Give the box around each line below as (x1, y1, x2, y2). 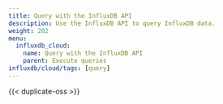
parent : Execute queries (23, 57, 107, 65)
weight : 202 (8, 27, 49, 35)
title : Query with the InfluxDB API (8, 11, 132, 20)
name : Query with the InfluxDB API (23, 49, 144, 57)
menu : (8, 34, 27, 43)
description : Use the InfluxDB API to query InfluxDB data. (8, 19, 217, 27)
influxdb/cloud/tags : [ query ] (8, 64, 111, 73)
